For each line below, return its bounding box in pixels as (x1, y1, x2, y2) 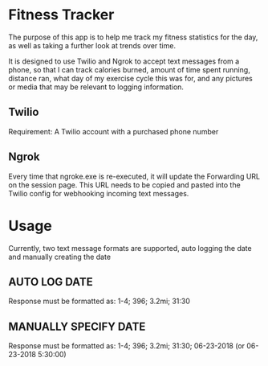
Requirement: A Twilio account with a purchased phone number (8, 126, 219, 136)
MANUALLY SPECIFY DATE (8, 319, 146, 333)
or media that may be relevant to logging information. (8, 82, 185, 92)
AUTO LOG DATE (8, 275, 94, 289)
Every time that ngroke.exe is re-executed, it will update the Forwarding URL (8, 171, 261, 181)
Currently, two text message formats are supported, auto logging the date (8, 243, 252, 253)
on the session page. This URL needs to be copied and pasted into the (8, 179, 241, 190)
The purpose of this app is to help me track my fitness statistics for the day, (8, 32, 258, 42)
